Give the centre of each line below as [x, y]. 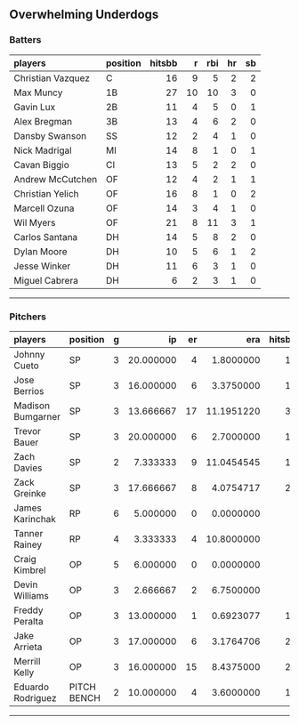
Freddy [28, 610]
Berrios [29, 391]
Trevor [28, 431]
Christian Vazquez [52, 77]
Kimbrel [30, 570]
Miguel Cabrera [46, 280]
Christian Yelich [46, 193]
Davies [28, 468]
